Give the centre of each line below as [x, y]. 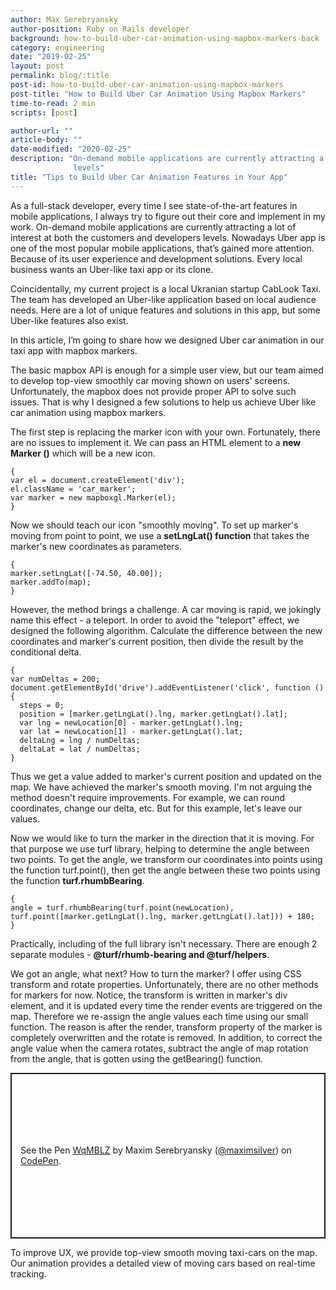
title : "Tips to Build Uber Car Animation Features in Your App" [149, 177]
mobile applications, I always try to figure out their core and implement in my [168, 216]
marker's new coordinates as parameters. [96, 546]
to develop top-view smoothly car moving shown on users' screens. [150, 380]
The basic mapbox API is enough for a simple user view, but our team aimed [167, 370]
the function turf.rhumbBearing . [77, 880]
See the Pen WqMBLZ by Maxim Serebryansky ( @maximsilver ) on [156, 1150]
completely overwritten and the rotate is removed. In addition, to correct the [166, 1037]
